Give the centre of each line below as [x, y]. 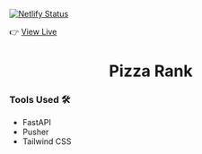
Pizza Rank [151, 71]
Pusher [35, 132]
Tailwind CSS [47, 141]
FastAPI [36, 123]
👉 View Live [33, 32]
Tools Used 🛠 [40, 100]
